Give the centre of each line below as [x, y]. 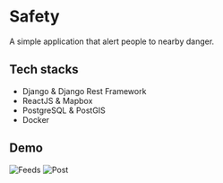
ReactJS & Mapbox [57, 100]
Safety [34, 17]
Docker [36, 119]
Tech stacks [44, 70]
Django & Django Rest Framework [84, 91]
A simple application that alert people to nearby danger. [112, 41]
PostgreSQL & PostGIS [64, 110]
